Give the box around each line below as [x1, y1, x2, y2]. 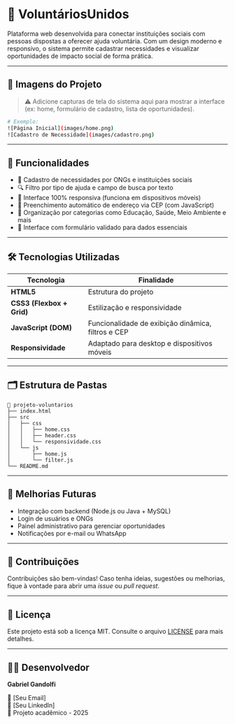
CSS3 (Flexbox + [10, 299, 68, 308]
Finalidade [138, 276, 174, 285]
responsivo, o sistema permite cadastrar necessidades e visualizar [7, 44, 199, 52]
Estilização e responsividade [87, 303, 182, 312]
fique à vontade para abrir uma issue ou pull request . [7, 582, 159, 590]
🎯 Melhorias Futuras [7, 488, 97, 500]
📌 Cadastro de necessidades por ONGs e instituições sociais [17, 176, 192, 184]
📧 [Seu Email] [7, 694, 47, 702]
